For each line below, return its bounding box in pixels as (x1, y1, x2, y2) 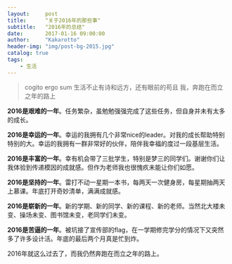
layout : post (7, 10, 58, 18)
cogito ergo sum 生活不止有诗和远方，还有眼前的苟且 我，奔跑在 (24, 82, 211, 92)
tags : (7, 56, 23, 63)
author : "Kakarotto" (7, 37, 80, 44)
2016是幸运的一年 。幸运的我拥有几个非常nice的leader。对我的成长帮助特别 (7, 130, 225, 139)
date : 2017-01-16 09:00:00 (7, 30, 105, 37)
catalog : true (7, 50, 49, 57)
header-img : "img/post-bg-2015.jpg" (7, 43, 115, 50)
